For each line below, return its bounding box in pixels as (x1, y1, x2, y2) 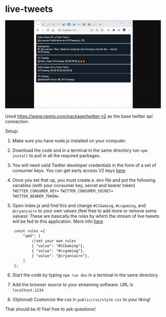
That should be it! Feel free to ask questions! (5, 306, 96, 312)
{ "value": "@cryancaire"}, (31, 253, 90, 258)
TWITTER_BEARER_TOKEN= (12, 193, 59, 199)
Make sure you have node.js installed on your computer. (12, 137, 127, 143)
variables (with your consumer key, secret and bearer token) (12, 182, 136, 188)
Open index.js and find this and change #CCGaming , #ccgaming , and (12, 202, 146, 208)
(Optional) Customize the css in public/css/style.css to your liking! (12, 296, 151, 302)
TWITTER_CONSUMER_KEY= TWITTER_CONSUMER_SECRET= (12, 189, 114, 193)
